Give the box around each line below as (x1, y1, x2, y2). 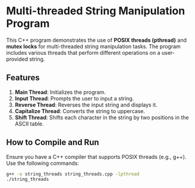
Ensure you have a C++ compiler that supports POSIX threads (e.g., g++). (6, 153, 187, 160)
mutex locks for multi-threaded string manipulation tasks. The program (6, 43, 181, 50)
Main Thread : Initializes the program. (14, 88, 106, 96)
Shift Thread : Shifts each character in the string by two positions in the (14, 114, 189, 121)
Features (6, 73, 40, 83)
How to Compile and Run (6, 137, 99, 148)
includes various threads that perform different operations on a (6, 49, 161, 56)
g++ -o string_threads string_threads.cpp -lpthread (6, 171, 140, 177)
